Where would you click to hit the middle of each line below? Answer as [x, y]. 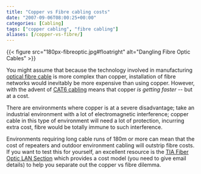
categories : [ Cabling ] [35, 23]
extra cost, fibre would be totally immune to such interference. [85, 127]
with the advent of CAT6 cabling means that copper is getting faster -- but [100, 89]
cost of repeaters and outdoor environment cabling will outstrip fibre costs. [100, 145]
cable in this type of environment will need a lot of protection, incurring [95, 121]
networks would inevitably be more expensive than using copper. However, [100, 83]
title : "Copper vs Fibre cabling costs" [58, 12]
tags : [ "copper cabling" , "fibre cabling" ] [62, 29]
